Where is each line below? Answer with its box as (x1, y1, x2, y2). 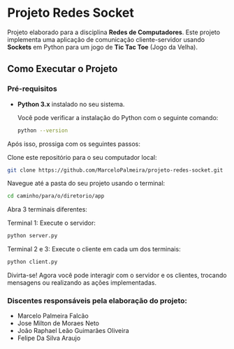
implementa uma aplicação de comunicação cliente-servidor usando (7, 35, 205, 43)
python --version (17, 127, 68, 134)
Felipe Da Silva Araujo (17, 334, 81, 343)
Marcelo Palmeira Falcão (17, 312, 89, 320)
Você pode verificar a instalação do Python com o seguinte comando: (17, 113, 219, 121)
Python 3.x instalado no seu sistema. (17, 100, 125, 108)
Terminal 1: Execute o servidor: (7, 218, 96, 228)
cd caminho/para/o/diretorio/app (7, 193, 105, 200)
